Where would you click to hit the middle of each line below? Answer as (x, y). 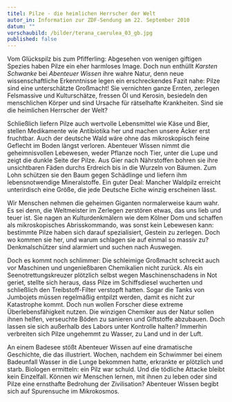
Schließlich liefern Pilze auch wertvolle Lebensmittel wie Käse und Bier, (108, 124)
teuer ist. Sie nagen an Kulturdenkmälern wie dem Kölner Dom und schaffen (115, 218)
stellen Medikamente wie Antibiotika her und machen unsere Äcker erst (109, 131)
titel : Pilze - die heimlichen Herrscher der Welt (81, 13)
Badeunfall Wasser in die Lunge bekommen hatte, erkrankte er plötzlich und (115, 362)
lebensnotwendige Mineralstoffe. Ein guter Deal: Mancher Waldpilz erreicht (114, 182)
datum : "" (21, 26)
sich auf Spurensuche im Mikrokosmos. (63, 392)
